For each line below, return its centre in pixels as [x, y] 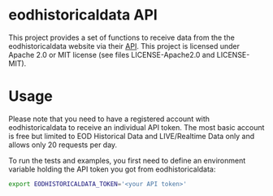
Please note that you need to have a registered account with [109, 119]
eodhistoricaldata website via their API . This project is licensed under [124, 46]
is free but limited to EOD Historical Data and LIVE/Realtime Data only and [131, 136]
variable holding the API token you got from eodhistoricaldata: [112, 169]
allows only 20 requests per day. [63, 145]
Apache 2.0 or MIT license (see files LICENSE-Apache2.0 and [112, 54]
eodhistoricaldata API [83, 15]
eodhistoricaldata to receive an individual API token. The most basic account [136, 127]
